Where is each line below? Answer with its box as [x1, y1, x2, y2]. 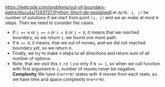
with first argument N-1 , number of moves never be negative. [12, 66, 136, 72]
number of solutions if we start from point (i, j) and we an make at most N [5, 15, 159, 20]
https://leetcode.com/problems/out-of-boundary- [5, 4, 106, 10]
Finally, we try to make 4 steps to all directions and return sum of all [12, 50, 150, 56]
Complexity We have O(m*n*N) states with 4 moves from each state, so [12, 71, 157, 77]
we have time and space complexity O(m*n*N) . [12, 76, 106, 82]
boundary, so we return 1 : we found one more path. [12, 34, 117, 40]
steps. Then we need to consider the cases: [5, 20, 95, 26]
